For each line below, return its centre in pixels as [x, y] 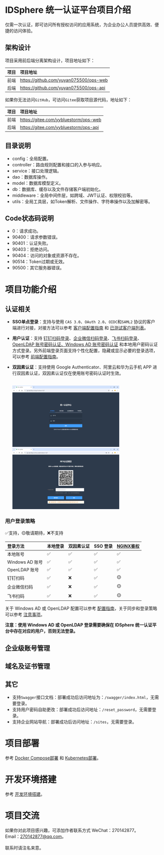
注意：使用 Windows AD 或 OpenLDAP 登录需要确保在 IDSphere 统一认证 [79, 625]
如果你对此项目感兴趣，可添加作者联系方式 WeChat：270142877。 [72, 830]
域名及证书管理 [28, 666]
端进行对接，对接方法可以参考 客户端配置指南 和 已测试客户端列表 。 [80, 328]
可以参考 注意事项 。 [25, 615]
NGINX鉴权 [128, 546]
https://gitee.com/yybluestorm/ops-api [60, 127]
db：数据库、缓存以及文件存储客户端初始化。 [58, 189]
